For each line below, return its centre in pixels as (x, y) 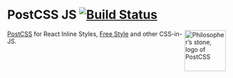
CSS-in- (171, 34)
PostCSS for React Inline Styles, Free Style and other (83, 34)
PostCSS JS (42, 15)
